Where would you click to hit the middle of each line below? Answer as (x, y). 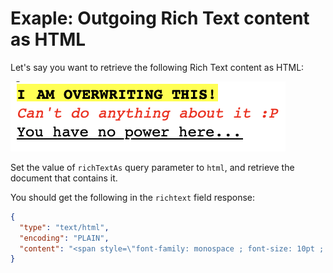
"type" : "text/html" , (64, 227)
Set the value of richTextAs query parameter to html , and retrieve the (152, 167)
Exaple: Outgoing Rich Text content (160, 18)
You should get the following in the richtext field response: (133, 197)
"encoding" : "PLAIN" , (64, 238)
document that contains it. (64, 178)
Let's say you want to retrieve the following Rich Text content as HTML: (157, 67)
